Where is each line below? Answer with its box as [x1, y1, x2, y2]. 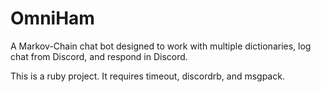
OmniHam [10, 7, 95, 30]
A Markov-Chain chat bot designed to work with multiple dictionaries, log [10, 40, 312, 52]
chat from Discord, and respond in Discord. [10, 50, 188, 62]
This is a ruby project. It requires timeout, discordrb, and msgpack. [10, 70, 285, 82]
